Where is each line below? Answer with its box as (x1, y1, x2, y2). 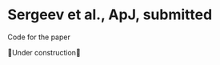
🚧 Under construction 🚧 (7, 47, 81, 57)
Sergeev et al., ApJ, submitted (7, 6, 213, 24)
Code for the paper (7, 32, 71, 42)
